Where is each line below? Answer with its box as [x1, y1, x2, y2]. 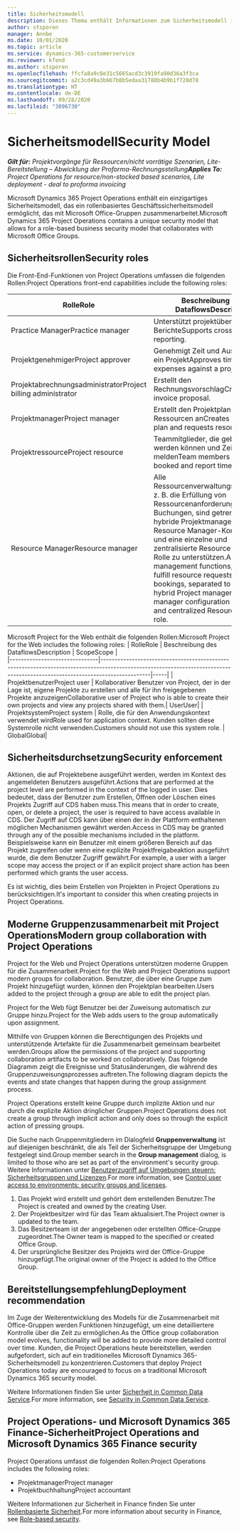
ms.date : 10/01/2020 [7, 37, 69, 44]
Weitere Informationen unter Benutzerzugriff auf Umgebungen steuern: [7, 1166, 216, 1174]
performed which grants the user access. [7, 869, 129, 877]
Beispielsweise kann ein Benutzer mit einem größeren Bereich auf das [7, 838, 213, 847]
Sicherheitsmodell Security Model [7, 134, 211, 150]
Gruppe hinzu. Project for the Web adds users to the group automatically [7, 1011, 218, 1020]
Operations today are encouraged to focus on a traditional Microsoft [7, 1366, 207, 1375]
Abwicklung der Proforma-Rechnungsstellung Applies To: [53, 164, 223, 173]
